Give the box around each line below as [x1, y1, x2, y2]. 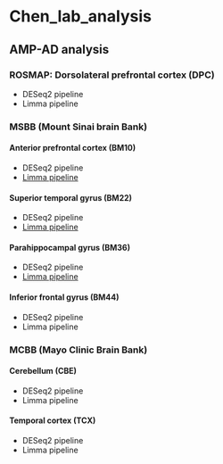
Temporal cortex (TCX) [9, 415, 96, 426]
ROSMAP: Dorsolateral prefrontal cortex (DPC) [9, 69, 216, 81]
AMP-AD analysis [9, 42, 110, 57]
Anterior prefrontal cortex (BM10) [9, 143, 136, 153]
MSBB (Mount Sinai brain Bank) [9, 120, 148, 133]
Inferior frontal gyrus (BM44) [9, 292, 120, 302]
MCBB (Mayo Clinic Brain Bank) [9, 344, 148, 356]
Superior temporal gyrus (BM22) [9, 192, 132, 203]
